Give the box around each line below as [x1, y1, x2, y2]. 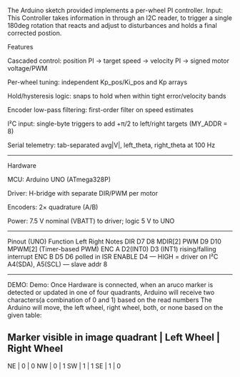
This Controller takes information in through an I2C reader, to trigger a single [7, 14, 232, 22]
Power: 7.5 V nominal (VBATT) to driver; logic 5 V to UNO [7, 217, 175, 225]
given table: [7, 311, 42, 319]
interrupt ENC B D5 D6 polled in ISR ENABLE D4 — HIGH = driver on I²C [7, 253, 219, 261]
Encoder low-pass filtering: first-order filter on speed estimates [7, 106, 194, 114]
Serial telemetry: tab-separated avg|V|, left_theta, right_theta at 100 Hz [7, 141, 216, 149]
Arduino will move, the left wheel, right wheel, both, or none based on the [7, 303, 224, 311]
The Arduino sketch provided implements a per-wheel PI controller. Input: [7, 6, 224, 14]
